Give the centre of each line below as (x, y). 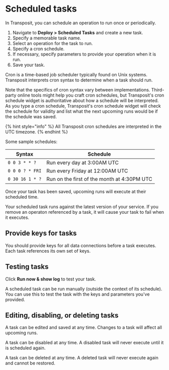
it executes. (17, 217)
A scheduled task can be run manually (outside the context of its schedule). (84, 289)
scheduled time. (22, 197)
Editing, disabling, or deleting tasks (62, 315)
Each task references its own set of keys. (48, 251)
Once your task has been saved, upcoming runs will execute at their (76, 191)
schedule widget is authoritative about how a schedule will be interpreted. (82, 100)
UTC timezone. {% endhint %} (37, 131)
